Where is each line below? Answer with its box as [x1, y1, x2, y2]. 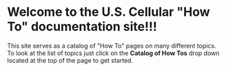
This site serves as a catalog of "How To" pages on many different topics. [7, 41, 216, 50]
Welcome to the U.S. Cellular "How [7, 4, 210, 20]
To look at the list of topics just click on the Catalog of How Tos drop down [7, 49, 220, 57]
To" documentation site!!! [7, 19, 157, 34]
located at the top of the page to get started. [7, 56, 133, 64]
